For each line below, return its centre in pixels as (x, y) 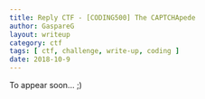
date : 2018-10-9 (40, 59)
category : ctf (36, 43)
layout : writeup (40, 34)
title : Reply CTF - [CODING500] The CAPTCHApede (102, 18)
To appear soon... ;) (46, 85)
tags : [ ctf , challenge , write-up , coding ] (94, 51)
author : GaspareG (42, 26)
